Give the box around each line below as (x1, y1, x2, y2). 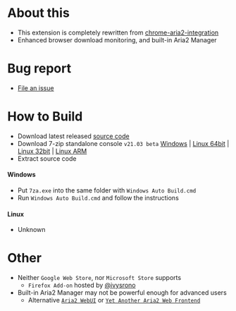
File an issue (17, 83, 54, 92)
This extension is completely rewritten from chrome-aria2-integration (17, 28, 219, 37)
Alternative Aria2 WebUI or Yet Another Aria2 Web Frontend (27, 296, 201, 305)
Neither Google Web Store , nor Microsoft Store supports (17, 274, 182, 282)
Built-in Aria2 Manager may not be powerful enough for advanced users (17, 288, 227, 297)
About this (7, 5, 70, 21)
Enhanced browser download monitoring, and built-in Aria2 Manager (17, 35, 217, 44)
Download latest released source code (17, 132, 130, 140)
